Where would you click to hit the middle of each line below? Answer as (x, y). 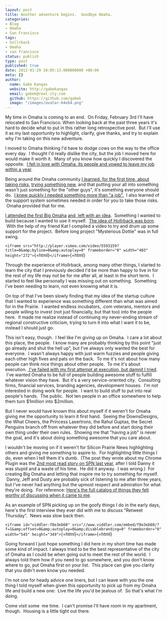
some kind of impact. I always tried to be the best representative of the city (82, 549)
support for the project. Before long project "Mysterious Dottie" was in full (82, 231)
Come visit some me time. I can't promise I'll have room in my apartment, (81, 606)
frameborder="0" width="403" (118, 250)
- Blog (12, 24)
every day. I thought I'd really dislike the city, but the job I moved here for (81, 154)
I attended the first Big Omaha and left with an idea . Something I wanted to (83, 215)
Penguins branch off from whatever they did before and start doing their (79, 427)
